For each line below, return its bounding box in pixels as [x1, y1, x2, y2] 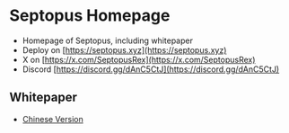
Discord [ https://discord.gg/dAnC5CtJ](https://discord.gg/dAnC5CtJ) [22, 64, 280, 75]
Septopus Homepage [9, 5, 171, 26]
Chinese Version [22, 113, 83, 124]
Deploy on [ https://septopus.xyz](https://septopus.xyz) [22, 44, 227, 55]
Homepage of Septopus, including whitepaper [22, 35, 193, 46]
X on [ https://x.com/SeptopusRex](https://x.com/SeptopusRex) [22, 54, 256, 65]
